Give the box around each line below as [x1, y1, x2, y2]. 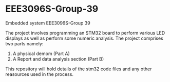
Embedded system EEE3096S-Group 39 [5, 20, 91, 26]
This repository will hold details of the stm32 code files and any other [5, 66, 153, 72]
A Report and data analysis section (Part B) [12, 56, 104, 62]
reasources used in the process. [5, 71, 73, 77]
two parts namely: [5, 40, 44, 46]
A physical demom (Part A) [12, 50, 70, 57]
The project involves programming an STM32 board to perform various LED [5, 30, 165, 36]
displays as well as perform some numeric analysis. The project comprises [5, 35, 163, 41]
